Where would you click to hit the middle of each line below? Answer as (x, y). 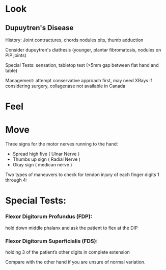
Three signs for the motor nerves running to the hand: (62, 144)
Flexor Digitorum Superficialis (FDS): (52, 241)
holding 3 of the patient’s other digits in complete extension (67, 252)
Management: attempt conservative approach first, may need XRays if (79, 80)
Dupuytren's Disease (39, 28)
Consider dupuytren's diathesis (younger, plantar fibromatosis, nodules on (83, 50)
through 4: (16, 180)
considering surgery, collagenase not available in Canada (65, 86)
